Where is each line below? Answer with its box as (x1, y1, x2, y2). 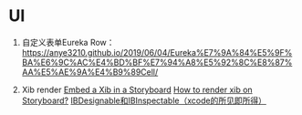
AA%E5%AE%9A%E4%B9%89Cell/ (21, 66, 159, 78)
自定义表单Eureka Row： (21, 37, 115, 47)
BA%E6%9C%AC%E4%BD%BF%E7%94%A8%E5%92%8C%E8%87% (21, 57, 293, 68)
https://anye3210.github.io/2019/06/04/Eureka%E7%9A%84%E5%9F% (21, 47, 293, 57)
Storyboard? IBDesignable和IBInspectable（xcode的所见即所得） (21, 95, 266, 106)
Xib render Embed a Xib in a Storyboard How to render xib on (21, 84, 253, 95)
